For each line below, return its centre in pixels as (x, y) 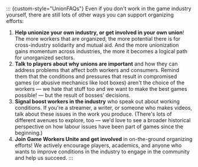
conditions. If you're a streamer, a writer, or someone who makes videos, (103, 108)
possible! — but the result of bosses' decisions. (73, 95)
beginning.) (29, 133)
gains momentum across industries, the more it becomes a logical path (101, 51)
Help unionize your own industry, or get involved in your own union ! (99, 32)
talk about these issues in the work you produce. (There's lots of (93, 114)
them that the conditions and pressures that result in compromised (96, 76)
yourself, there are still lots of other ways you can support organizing (90, 15)
